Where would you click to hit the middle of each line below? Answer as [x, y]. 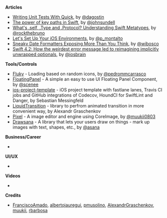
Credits [13, 195]
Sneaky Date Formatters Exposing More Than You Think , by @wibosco [86, 44]
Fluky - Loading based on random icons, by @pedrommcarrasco [79, 74]
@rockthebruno [29, 33]
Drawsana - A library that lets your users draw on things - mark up [81, 122]
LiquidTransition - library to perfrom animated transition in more [78, 106]
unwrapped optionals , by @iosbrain [49, 54]
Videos [13, 176]
